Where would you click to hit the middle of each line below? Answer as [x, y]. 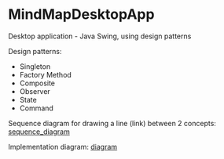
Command [36, 108]
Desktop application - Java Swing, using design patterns [100, 36]
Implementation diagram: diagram [63, 146]
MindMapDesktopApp [81, 14]
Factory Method [46, 74]
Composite [37, 83]
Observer [35, 91]
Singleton [35, 66]
